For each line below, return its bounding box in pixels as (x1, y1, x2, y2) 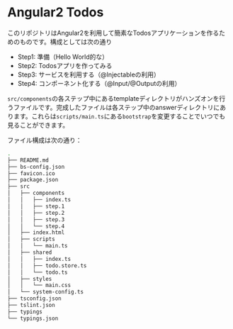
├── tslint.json (7, 302, 55, 309)
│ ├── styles (7, 275, 52, 282)
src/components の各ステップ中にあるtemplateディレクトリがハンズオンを (7, 94, 220, 103)
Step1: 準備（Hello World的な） (17, 52, 108, 61)
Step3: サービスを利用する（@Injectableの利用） (17, 70, 161, 79)
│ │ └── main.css (7, 281, 72, 289)
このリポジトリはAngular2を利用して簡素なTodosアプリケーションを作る (7, 28, 220, 37)
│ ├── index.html (7, 229, 65, 236)
